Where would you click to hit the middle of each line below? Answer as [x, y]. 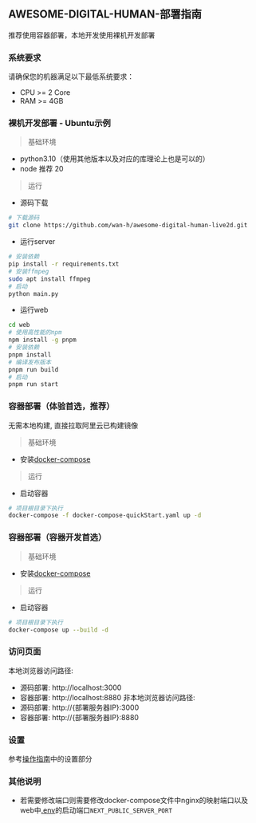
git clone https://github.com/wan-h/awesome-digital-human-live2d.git [128, 226]
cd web [19, 325]
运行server [37, 242]
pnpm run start [33, 384]
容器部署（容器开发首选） [57, 538]
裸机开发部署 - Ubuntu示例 [60, 124]
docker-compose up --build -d [59, 630]
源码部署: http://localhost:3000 [71, 687]
